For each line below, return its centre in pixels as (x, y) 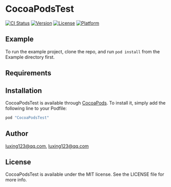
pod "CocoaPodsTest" (27, 118)
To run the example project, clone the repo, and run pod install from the (83, 51)
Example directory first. (30, 57)
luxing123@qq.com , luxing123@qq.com (47, 146)
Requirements (28, 73)
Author (17, 134)
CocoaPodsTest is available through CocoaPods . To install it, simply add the (85, 102)
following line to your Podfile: (36, 108)
